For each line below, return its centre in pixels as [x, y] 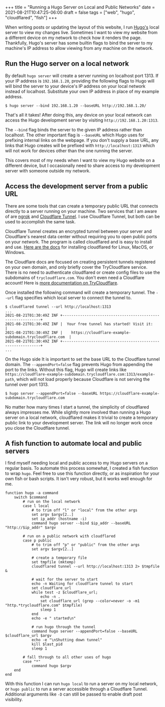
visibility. [14, 700]
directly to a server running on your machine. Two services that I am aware [81, 211]
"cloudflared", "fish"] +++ [31, 18]
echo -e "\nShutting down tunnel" [67, 640]
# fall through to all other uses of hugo [67, 657]
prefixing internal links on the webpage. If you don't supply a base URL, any [82, 140]
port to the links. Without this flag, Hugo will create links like [66, 370]
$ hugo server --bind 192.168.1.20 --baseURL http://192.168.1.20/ [76, 106]
